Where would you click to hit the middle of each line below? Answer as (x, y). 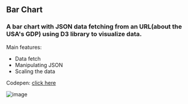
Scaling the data (35, 71)
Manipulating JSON (39, 65)
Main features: (24, 47)
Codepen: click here (31, 83)
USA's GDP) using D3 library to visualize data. (74, 34)
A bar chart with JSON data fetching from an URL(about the (94, 27)
